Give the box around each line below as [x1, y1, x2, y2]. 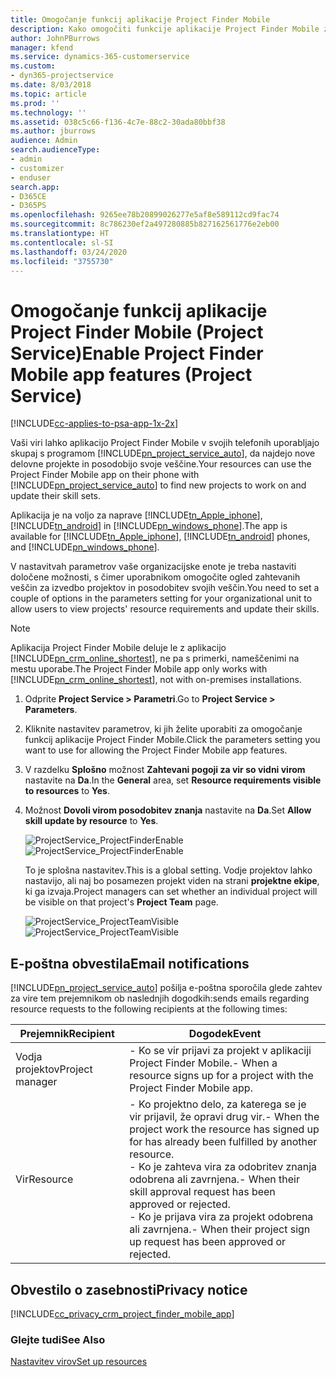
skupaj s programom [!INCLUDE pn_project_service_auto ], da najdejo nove [10, 447, 316, 460]
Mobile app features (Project [10, 363, 253, 386]
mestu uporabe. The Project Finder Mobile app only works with [10, 663, 268, 675]
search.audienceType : [10, 145, 101, 155]
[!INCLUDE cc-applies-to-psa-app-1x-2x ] [10, 417, 179, 430]
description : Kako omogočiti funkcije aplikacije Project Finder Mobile [10, 24, 320, 34]
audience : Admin [10, 136, 78, 146]
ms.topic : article [10, 89, 87, 99]
